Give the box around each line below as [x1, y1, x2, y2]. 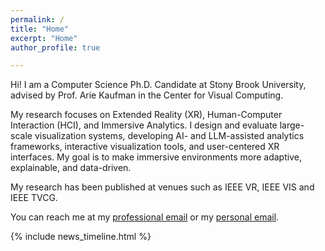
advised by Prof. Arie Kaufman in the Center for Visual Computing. [10, 89, 284, 101]
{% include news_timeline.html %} [10, 231, 152, 243]
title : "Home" [10, 24, 70, 34]
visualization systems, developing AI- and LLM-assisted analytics [34, 130, 305, 142]
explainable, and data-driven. [10, 162, 132, 174]
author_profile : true [10, 42, 101, 53]
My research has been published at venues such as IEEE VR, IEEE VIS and [10, 181, 315, 193]
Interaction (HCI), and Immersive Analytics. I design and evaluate [10, 119, 278, 131]
